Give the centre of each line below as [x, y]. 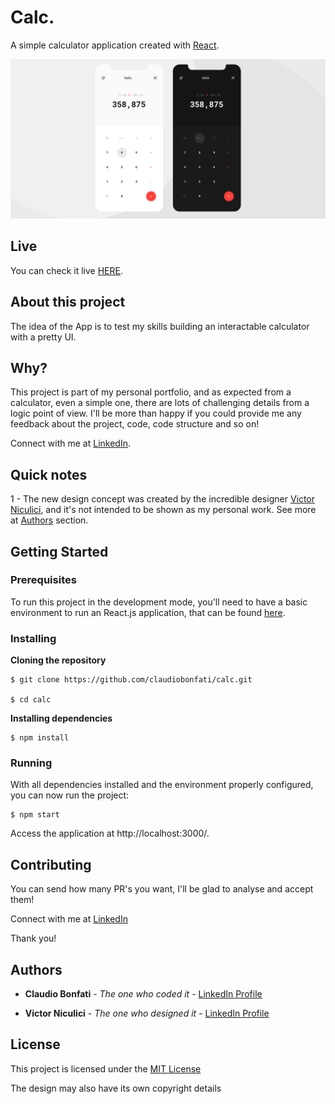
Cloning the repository [58, 660]
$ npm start [35, 815]
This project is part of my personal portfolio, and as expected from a [151, 392]
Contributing [51, 864]
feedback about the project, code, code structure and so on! [135, 424]
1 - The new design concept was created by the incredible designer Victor [163, 499]
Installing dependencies [61, 718]
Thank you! [33, 938]
